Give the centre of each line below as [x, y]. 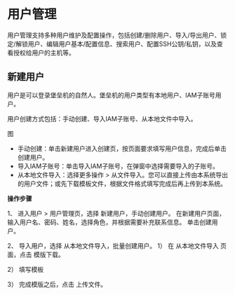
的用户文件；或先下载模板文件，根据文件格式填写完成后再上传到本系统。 [122, 184]
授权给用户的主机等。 [44, 53]
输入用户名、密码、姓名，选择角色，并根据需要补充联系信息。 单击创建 [109, 222]
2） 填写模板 [26, 269]
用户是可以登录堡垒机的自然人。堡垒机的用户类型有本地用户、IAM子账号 [112, 95]
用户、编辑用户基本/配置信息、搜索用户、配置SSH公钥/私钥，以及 [122, 43]
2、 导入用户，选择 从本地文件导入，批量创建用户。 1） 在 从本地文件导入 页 [117, 245]
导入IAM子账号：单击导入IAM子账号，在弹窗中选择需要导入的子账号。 [118, 166]
